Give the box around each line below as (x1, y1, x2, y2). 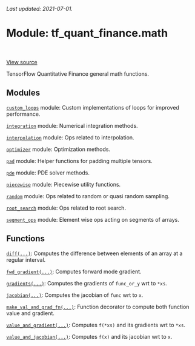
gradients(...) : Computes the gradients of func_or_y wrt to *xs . (6, 279, 168, 287)
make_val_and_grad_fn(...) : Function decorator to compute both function (6, 303, 190, 310)
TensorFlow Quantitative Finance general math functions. (6, 70, 150, 78)
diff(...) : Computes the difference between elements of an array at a (6, 250, 183, 257)
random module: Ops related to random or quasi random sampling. (6, 192, 170, 199)
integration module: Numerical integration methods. (6, 122, 138, 129)
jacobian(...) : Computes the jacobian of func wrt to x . (6, 291, 144, 299)
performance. (6, 110, 41, 118)
